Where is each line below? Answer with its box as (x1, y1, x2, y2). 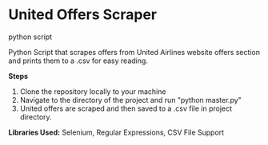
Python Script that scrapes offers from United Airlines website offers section (8, 47, 260, 57)
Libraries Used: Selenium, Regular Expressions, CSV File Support (8, 127, 225, 137)
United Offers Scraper (8, 6, 158, 24)
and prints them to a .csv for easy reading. (8, 56, 148, 65)
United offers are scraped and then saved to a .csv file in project (19, 104, 233, 113)
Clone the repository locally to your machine (19, 86, 166, 96)
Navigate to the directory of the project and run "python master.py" (19, 95, 242, 104)
